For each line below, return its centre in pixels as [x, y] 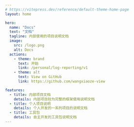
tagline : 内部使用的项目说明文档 [39, 36]
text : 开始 [28, 63]
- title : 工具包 [25, 113]
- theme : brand [29, 59]
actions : [18, 54]
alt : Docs [24, 50]
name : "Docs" [23, 27]
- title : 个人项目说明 [30, 104]
